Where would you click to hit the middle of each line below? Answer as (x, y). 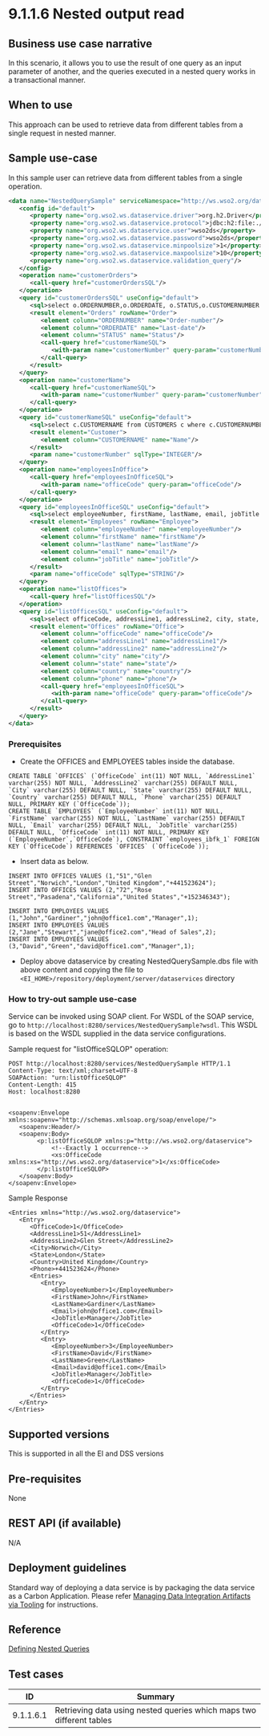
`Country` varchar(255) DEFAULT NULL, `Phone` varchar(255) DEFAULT (125, 797)
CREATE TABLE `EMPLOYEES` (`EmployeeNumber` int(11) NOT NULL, (116, 812)
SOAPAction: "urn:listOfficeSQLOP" (68, 1078)
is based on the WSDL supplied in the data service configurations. (117, 1033)
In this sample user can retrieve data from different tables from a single (125, 177)
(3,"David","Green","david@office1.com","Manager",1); (102, 947)
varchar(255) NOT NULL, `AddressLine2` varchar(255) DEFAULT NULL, (123, 784)
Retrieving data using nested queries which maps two (156, 1710)
